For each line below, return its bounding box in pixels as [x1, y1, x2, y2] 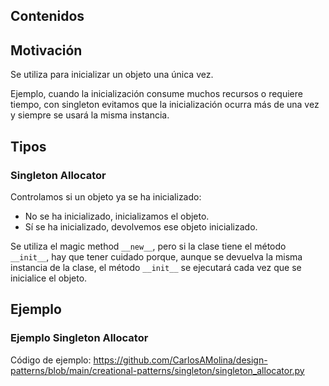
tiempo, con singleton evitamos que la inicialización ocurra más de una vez [10, 99, 320, 111]
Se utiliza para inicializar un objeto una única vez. [10, 69, 214, 81]
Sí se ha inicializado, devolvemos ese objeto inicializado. [24, 220, 258, 233]
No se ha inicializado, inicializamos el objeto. [24, 210, 210, 222]
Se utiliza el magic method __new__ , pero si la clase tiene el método [10, 240, 287, 252]
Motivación [10, 42, 83, 59]
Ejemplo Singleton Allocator [10, 331, 149, 345]
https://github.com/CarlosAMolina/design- [93, 354, 268, 366]
